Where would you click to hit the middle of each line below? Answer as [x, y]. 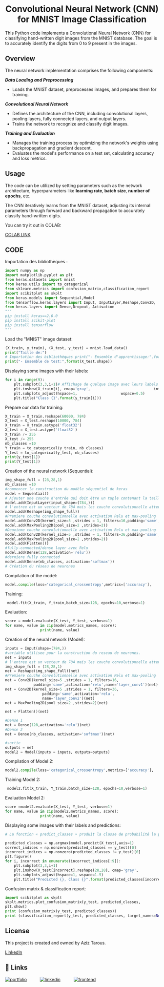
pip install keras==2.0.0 [31, 316]
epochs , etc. [18, 196]
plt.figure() [18, 857]
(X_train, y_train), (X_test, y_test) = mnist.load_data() [66, 348]
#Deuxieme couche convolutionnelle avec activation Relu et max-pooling [81, 530]
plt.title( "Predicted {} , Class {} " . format [59, 879]
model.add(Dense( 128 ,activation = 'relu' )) [48, 553]
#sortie [13, 743]
